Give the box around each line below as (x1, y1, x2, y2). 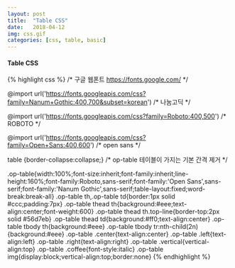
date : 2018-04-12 (7, 23, 65, 30)
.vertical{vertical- (158, 238, 209, 246)
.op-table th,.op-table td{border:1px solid (55, 192, 175, 201)
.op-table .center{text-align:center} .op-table (66, 230, 197, 238)
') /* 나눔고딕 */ (147, 98, 191, 106)
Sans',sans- (187, 177, 222, 186)
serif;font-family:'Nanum (7, 185, 80, 194)
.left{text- (198, 230, 227, 238)
